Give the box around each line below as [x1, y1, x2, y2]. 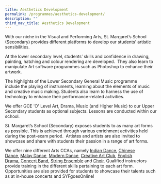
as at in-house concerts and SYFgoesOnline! [5, 173, 95, 179]
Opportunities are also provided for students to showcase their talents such [5, 168, 156, 174]
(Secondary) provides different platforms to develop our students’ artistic [5, 39, 151, 45]
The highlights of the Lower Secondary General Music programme [5, 78, 137, 84]
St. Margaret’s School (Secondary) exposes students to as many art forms [5, 123, 153, 129]
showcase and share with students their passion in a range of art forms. [5, 138, 149, 144]
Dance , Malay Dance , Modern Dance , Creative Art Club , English [5, 153, 132, 159]
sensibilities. [5, 44, 30, 50]
